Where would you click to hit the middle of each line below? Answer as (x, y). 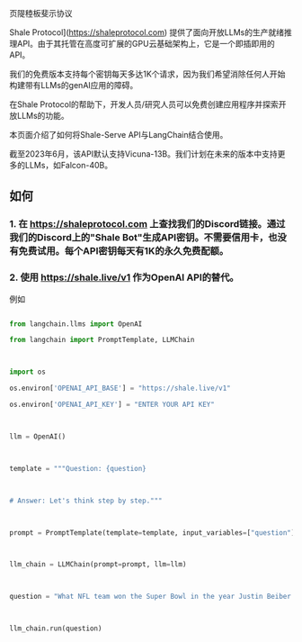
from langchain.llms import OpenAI (76, 324)
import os (28, 372)
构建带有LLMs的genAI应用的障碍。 (74, 85)
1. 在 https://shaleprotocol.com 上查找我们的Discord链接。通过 (147, 224)
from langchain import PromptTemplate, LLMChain (102, 340)
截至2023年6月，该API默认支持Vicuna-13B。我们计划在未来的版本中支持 (143, 154)
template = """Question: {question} (78, 468)
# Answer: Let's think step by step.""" (86, 501)
